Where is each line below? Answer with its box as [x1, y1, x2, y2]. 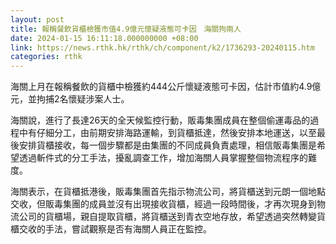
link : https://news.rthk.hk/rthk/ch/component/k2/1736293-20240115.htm [10, 42, 315, 53]
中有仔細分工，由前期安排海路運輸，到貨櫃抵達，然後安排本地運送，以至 [18, 127, 317, 139]
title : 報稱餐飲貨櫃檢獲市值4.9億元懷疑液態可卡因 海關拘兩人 [10, 24, 242, 34]
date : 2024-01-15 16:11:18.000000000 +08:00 [10, 33, 199, 43]
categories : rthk [10, 52, 83, 62]
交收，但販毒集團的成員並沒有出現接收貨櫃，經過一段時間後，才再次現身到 [10, 198, 317, 210]
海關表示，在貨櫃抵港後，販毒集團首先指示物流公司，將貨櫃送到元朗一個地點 [10, 186, 326, 198]
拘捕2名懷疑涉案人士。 [36, 93, 130, 105]
